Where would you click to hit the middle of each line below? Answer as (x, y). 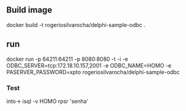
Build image (29, 10)
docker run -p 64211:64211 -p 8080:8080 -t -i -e (67, 59)
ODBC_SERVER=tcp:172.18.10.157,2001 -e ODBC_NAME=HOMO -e (89, 65)
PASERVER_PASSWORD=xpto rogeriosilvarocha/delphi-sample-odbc (93, 72)
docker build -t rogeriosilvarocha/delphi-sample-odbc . (76, 25)
